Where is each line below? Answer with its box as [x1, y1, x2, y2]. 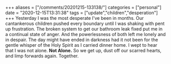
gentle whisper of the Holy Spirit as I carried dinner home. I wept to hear [5, 42, 157, 48]
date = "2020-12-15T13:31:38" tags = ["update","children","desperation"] [5, 10, 158, 16]
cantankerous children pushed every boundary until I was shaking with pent [5, 20, 165, 26]
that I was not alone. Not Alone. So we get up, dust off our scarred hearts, [5, 48, 162, 53]
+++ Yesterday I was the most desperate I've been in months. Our [5, 15, 144, 21]
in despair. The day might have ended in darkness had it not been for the [5, 37, 158, 43]
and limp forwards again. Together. [5, 53, 79, 59]
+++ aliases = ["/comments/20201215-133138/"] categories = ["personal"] [5, 5, 162, 10]
